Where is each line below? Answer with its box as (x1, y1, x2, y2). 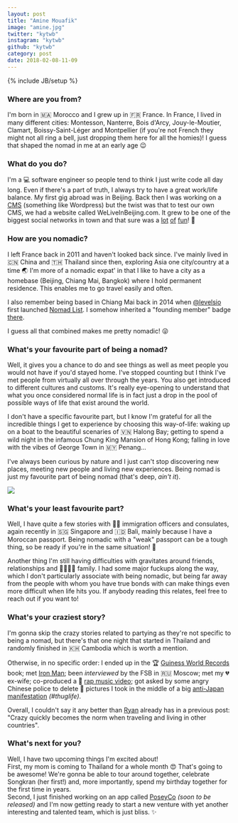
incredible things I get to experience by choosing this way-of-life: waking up (7, 420, 231, 428)
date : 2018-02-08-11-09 (7, 57, 78, 64)
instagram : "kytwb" (7, 37, 65, 44)
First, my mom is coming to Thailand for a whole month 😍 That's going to (7, 762, 222, 770)
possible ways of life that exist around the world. (7, 398, 150, 407)
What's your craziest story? (7, 612, 106, 622)
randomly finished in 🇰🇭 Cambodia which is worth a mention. (7, 643, 188, 652)
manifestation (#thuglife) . (7, 692, 82, 700)
